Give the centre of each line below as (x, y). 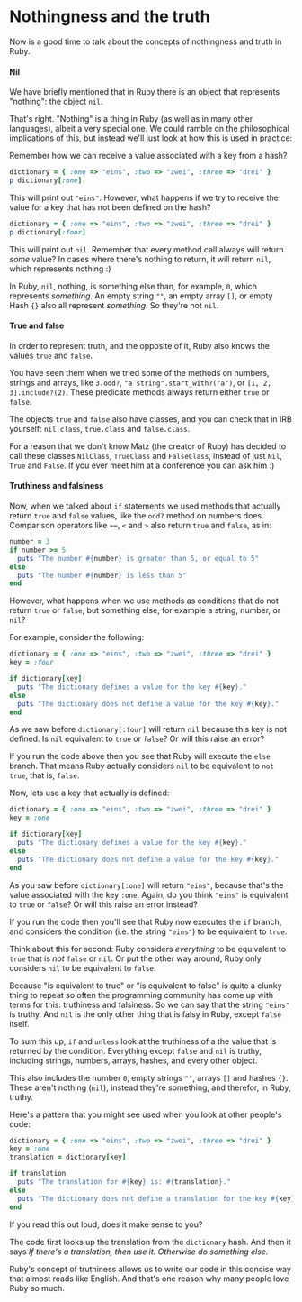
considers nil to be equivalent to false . (83, 967)
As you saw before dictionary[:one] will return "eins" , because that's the (147, 885)
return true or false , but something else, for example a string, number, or (145, 610)
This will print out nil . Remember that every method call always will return (147, 249)
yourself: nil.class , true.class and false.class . (100, 428)
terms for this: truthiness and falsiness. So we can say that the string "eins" (150, 1004)
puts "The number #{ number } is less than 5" (102, 575)
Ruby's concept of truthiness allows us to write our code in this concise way (151, 1269)
